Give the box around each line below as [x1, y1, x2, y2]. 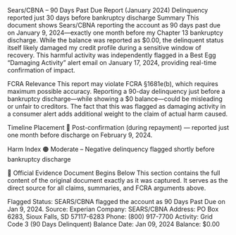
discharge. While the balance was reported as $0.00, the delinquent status [7, 36, 224, 44]
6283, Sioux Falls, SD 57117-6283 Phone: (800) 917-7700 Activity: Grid [7, 212, 213, 221]
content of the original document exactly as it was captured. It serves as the [7, 176, 228, 184]
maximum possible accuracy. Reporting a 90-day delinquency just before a [7, 88, 225, 95]
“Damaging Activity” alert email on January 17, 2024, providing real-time [7, 59, 217, 66]
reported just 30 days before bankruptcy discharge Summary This [7, 13, 199, 22]
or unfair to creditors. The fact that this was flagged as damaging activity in [7, 102, 226, 110]
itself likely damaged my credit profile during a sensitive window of [7, 44, 202, 52]
